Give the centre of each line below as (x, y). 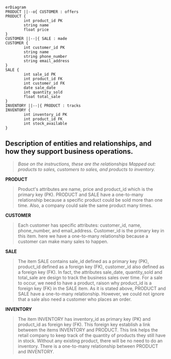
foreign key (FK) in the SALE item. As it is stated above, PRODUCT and (92, 288)
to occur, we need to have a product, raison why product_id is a (85, 283)
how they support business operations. (69, 151)
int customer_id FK (44, 83)
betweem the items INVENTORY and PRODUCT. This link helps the (88, 330)
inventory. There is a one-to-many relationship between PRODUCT (88, 346)
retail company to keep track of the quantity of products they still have (92, 335)
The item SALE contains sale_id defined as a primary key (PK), (83, 261)
